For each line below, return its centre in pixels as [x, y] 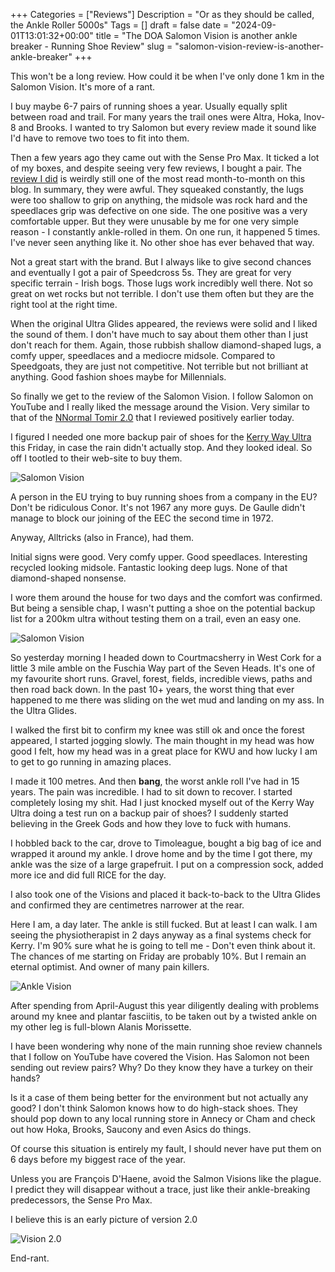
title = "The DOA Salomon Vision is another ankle [196, 35]
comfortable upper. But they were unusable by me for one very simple [154, 221]
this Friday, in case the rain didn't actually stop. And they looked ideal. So [161, 447]
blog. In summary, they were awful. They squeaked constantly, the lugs [157, 189]
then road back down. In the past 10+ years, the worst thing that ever [152, 689]
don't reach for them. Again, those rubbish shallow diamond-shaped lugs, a [166, 345]
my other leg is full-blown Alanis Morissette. [101, 1027]
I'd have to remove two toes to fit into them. [100, 138]
